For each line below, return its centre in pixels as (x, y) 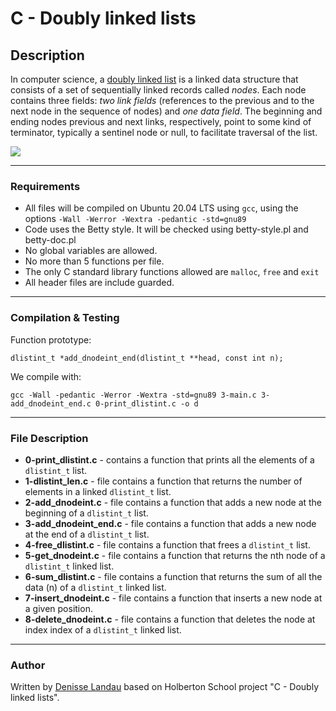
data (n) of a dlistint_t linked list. (95, 587)
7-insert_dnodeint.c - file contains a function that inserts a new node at (173, 598)
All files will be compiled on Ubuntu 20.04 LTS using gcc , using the (161, 208)
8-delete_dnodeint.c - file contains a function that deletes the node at (170, 619)
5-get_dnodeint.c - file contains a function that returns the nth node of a (175, 555)
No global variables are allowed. (91, 251)
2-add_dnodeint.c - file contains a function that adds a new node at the (173, 502)
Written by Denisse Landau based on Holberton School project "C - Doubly (165, 687)
